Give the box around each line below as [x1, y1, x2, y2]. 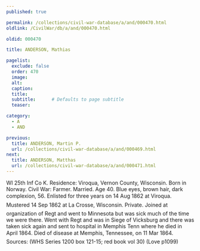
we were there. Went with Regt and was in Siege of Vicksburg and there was [6, 216, 195, 223]
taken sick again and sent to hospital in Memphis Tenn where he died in [6, 222, 182, 229]
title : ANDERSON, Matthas [11, 157, 76, 164]
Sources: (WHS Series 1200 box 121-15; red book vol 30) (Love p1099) [6, 238, 179, 245]
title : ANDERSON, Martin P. [11, 140, 82, 147]
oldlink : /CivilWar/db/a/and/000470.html [6, 25, 111, 31]
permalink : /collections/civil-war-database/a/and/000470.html [6, 19, 167, 26]
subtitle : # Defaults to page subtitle [11, 96, 124, 102]
